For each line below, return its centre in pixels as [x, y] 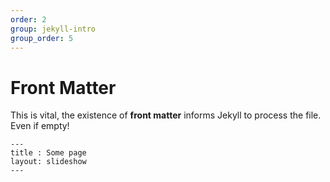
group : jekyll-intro [53, 29]
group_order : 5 [42, 38]
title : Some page [48, 153]
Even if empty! [40, 126]
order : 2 [28, 19]
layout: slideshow [48, 162]
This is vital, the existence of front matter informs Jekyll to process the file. [166, 115]
